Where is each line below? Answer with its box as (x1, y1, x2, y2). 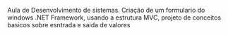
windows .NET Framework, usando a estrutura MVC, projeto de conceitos (7, 13, 222, 22)
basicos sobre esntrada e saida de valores (7, 21, 131, 29)
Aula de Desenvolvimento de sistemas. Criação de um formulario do (7, 6, 205, 14)
